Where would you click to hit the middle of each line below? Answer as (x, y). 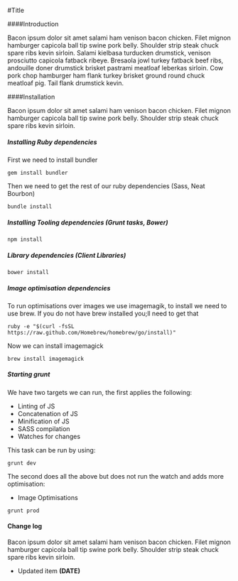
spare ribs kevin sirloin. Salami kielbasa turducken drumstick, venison (109, 53)
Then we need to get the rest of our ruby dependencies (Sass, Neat (106, 186)
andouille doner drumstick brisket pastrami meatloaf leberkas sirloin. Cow (115, 68)
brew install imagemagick (45, 359)
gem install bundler (38, 173)
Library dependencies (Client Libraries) (67, 255)
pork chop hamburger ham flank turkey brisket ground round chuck (106, 75)
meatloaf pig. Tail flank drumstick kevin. (66, 83)
